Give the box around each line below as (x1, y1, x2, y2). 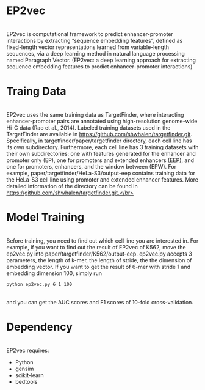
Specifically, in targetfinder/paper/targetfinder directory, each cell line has (6, 137, 192, 144)
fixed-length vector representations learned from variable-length (6, 43, 170, 51)
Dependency (6, 320, 73, 334)
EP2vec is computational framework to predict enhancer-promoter (6, 30, 174, 37)
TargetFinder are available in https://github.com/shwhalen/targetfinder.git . (6, 130, 192, 138)
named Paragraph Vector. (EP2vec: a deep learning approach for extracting (6, 56, 196, 64)
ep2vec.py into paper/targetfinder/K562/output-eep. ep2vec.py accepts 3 (6, 250, 192, 257)
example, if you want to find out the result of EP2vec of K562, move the (6, 243, 186, 251)
